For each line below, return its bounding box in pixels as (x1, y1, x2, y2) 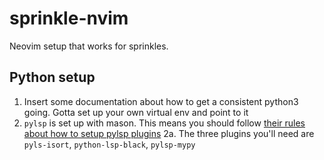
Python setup (9, 69, 96, 86)
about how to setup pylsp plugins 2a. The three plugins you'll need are (23, 127, 315, 139)
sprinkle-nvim (9, 7, 129, 30)
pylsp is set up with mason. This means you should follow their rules (23, 117, 306, 129)
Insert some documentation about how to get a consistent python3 (23, 95, 299, 107)
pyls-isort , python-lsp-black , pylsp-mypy (23, 138, 196, 150)
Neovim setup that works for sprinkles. (9, 40, 169, 52)
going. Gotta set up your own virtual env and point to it (23, 106, 249, 118)
